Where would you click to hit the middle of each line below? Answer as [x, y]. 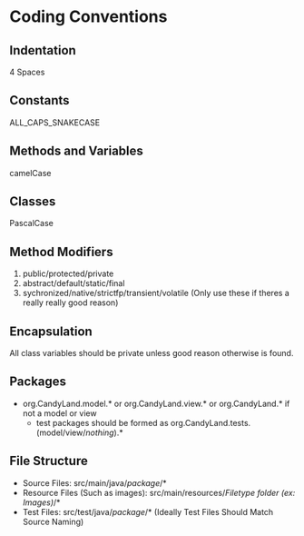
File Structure [49, 461]
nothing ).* [105, 432]
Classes [33, 202]
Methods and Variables [76, 151]
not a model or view [59, 413]
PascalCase [32, 223]
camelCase [30, 173]
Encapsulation [51, 331]
